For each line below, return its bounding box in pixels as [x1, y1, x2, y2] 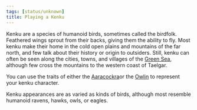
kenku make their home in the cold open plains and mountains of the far [6, 42, 181, 50]
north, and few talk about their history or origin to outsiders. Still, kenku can [6, 49, 190, 56]
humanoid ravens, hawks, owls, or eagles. [6, 96, 108, 104]
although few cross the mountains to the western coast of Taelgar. [6, 61, 168, 68]
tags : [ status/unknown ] [6, 8, 65, 15]
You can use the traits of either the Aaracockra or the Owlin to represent [6, 73, 180, 80]
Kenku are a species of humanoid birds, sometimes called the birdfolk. [6, 30, 177, 37]
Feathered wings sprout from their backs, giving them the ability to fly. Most [6, 36, 191, 44]
